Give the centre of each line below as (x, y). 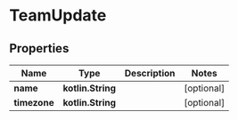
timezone (34, 103)
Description (150, 73)
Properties (39, 48)
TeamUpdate (58, 16)
